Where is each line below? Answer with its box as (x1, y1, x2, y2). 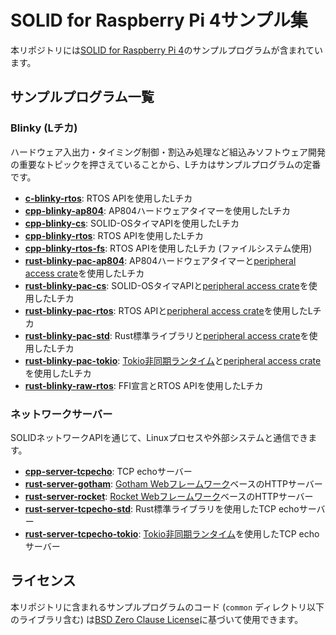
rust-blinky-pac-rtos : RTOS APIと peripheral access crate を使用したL (24, 304, 313, 316)
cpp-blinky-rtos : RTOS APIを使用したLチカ (24, 229, 204, 241)
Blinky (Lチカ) (10, 121, 78, 135)
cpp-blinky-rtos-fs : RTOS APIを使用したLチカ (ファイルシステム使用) (24, 242, 313, 254)
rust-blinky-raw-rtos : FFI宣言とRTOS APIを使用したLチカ (24, 379, 264, 391)
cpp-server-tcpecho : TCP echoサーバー (24, 465, 193, 477)
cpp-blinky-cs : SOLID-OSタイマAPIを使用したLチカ (24, 217, 240, 229)
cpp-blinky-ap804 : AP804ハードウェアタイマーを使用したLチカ (24, 204, 292, 216)
